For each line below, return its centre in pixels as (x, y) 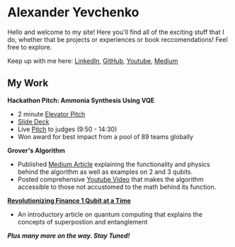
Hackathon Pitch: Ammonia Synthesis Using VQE (81, 100)
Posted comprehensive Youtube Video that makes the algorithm (110, 179)
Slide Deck (33, 121)
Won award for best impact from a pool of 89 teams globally (105, 136)
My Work (28, 83)
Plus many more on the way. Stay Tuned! (69, 236)
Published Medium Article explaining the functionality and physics (114, 164)
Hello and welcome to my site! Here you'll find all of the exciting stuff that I (116, 32)
